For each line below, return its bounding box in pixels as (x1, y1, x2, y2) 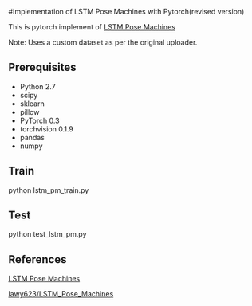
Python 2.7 (19, 81, 56, 91)
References (8, 253, 67, 266)
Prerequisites (8, 61, 77, 74)
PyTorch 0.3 (19, 116, 60, 125)
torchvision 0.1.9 (19, 124, 73, 134)
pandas (19, 132, 45, 142)
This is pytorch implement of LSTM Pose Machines (8, 22, 175, 31)
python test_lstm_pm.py (8, 229, 87, 239)
